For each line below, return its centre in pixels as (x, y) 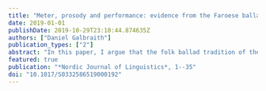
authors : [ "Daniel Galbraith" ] (60, 38)
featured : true (33, 60)
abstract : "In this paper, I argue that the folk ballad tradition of (127, 52)
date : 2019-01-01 (37, 23)
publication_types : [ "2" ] (51, 45)
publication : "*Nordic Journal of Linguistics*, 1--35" (102, 67)
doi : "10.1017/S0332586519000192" (65, 74)
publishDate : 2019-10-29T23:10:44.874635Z (79, 30)
